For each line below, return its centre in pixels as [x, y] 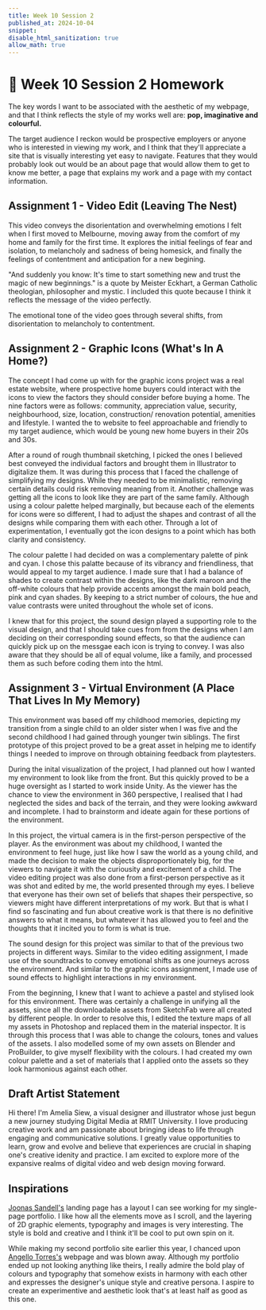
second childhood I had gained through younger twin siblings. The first [124, 737]
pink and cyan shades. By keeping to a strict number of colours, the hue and [133, 597]
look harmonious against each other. [68, 1069]
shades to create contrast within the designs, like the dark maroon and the [130, 580]
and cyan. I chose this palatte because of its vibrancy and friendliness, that [131, 563]
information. [28, 181]
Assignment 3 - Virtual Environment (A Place [121, 688]
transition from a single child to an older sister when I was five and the [123, 728]
